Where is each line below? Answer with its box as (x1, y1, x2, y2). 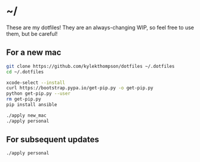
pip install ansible (6, 102, 58, 108)
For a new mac (6, 48, 61, 58)
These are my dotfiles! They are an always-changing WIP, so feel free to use (6, 24, 194, 31)
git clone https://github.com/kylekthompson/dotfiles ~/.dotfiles (6, 63, 175, 69)
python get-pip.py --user (6, 91, 70, 96)
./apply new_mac (6, 112, 47, 119)
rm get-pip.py (6, 96, 42, 102)
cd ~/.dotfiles (6, 68, 44, 75)
